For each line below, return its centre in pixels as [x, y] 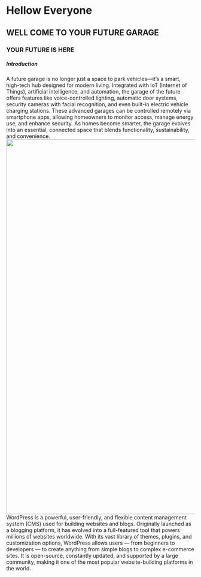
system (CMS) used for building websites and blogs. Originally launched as [99, 524]
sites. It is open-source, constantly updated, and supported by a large [92, 556]
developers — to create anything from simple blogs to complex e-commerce [100, 549]
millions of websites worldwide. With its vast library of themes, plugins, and [99, 537]
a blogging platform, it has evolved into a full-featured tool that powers [93, 530]
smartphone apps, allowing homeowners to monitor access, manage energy [100, 117]
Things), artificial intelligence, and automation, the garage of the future [93, 92]
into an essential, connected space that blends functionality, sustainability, [98, 130]
